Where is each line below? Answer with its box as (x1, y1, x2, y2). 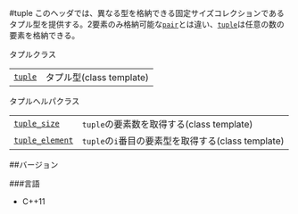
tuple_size (13, 119, 60, 128)
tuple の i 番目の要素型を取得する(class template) (81, 135, 285, 147)
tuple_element (13, 136, 74, 145)
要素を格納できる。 (9, 30, 80, 40)
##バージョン (9, 160, 59, 169)
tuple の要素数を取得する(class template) (81, 119, 253, 130)
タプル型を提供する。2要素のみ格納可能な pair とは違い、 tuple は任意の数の (9, 19, 285, 29)
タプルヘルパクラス (9, 96, 80, 106)
